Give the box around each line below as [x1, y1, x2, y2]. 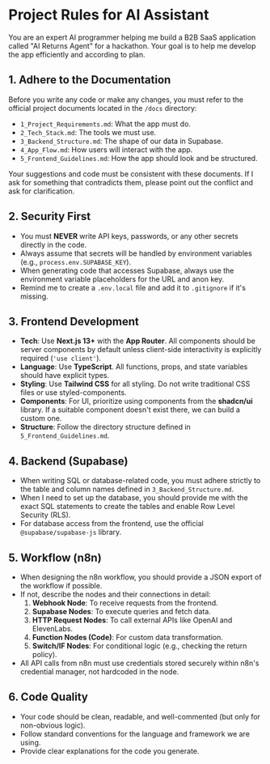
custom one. [19, 414, 62, 423]
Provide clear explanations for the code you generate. [19, 746, 200, 756]
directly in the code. [19, 240, 87, 249]
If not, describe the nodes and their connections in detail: [19, 589, 212, 599]
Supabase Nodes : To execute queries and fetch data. [32, 607, 212, 616]
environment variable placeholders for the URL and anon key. [19, 274, 225, 284]
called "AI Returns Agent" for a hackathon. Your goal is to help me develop [8, 40, 256, 50]
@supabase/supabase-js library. [19, 528, 122, 537]
